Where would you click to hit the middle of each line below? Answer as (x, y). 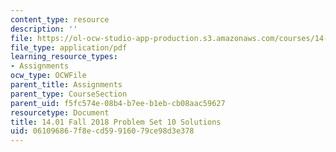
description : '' (44, 29)
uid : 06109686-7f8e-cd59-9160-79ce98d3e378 (102, 131)
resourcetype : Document (60, 112)
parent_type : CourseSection (69, 94)
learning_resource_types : (64, 57)
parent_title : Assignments (66, 85)
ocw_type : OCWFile (48, 76)
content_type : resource (60, 19)
